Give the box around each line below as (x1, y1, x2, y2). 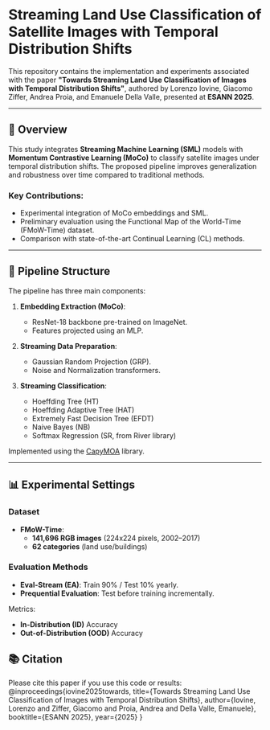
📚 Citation (8, 653, 63, 666)
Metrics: (8, 604, 36, 613)
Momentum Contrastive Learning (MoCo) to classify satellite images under (8, 153, 260, 162)
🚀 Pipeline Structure (8, 265, 111, 278)
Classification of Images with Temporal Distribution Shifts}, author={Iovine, (8, 695, 256, 704)
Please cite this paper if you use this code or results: (8, 678, 182, 687)
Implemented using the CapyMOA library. (8, 446, 145, 456)
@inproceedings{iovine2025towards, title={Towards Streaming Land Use (8, 686, 251, 696)
